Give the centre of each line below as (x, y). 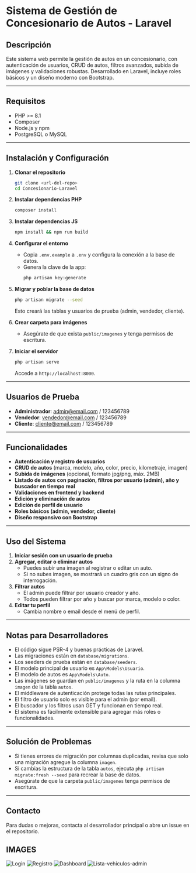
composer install (36, 210)
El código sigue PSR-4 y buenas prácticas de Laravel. (79, 649)
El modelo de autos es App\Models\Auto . (62, 674)
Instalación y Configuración (57, 158)
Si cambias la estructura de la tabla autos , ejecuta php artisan (89, 768)
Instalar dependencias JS (46, 221)
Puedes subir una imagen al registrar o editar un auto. (88, 568)
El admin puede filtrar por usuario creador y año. (82, 593)
